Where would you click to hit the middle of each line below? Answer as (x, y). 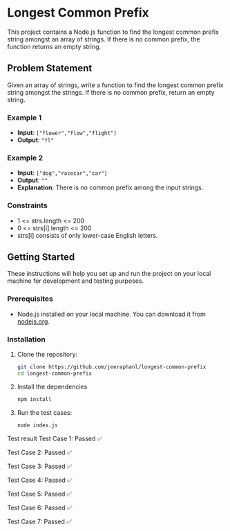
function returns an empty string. (54, 46)
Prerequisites (30, 299)
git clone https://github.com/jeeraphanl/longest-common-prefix (112, 367)
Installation (27, 339)
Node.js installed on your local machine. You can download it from (111, 314)
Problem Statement (50, 68)
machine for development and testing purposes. (76, 281)
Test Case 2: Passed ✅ (40, 452)
